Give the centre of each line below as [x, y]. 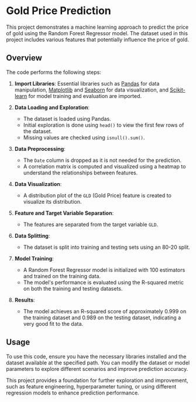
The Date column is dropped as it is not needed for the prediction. [102, 160]
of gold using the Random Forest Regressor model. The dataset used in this [97, 33]
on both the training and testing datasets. [73, 288]
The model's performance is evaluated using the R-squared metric [104, 282]
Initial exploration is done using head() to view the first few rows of [104, 125]
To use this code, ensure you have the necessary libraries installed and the [96, 356]
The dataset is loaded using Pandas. [67, 119]
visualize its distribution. [52, 201]
